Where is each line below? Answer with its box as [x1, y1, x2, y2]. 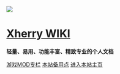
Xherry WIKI [6, 27, 70, 41]
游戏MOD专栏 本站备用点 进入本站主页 [6, 61, 103, 68]
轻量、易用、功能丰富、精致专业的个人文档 [6, 48, 114, 55]
